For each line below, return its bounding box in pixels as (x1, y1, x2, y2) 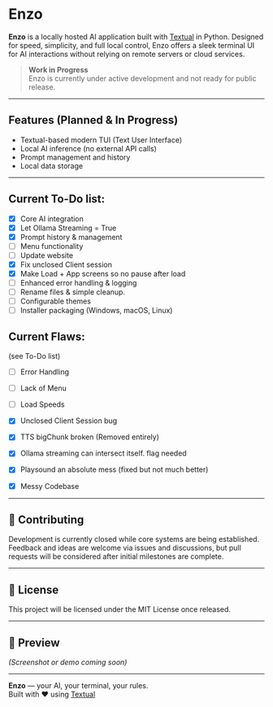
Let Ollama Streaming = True (19, 223, 117, 233)
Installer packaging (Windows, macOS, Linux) (19, 306, 173, 316)
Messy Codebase (19, 481, 80, 491)
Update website (19, 250, 74, 260)
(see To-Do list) (8, 351, 61, 361)
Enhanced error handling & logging (19, 278, 137, 287)
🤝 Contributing (8, 513, 84, 526)
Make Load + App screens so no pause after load (19, 268, 186, 278)
